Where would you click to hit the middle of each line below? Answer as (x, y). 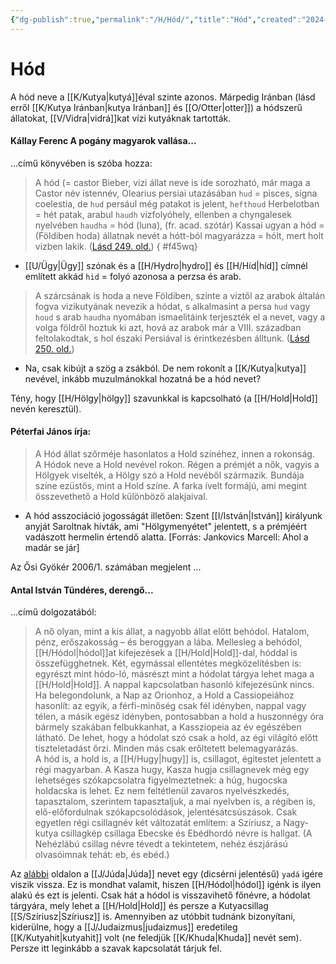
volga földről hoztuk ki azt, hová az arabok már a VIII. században (168, 327)
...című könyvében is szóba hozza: (81, 163)
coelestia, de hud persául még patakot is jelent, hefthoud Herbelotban (177, 203)
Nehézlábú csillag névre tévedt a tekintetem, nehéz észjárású (161, 844)
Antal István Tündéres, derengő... (82, 590)
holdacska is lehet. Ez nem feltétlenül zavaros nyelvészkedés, (162, 791)
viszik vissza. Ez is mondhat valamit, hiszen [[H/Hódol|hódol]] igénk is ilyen (166, 885)
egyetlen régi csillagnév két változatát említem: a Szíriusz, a (158, 823)
